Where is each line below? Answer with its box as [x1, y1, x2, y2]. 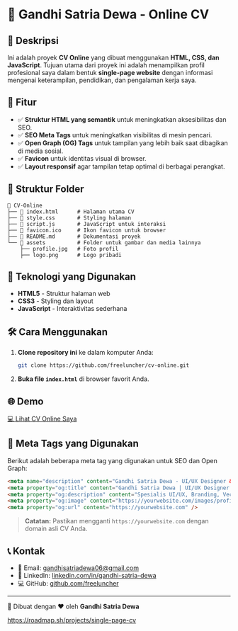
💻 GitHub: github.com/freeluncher [17, 579, 119, 587]
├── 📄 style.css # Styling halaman [7, 214, 132, 222]
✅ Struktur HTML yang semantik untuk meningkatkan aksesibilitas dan [17, 115, 227, 123]
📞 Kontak [7, 545, 45, 557]
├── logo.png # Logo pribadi [20, 251, 122, 258]
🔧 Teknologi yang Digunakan [7, 271, 137, 283]
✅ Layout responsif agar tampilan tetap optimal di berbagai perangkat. [17, 162, 225, 171]
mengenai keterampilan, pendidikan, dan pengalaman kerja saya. [7, 76, 197, 84]
